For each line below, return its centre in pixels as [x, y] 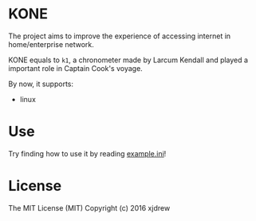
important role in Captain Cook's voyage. [76, 68]
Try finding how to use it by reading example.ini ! [87, 153]
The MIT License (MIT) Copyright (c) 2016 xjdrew [89, 207]
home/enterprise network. [51, 44]
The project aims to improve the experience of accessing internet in [120, 36]
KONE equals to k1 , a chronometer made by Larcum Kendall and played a [128, 60]
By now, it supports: [41, 84]
